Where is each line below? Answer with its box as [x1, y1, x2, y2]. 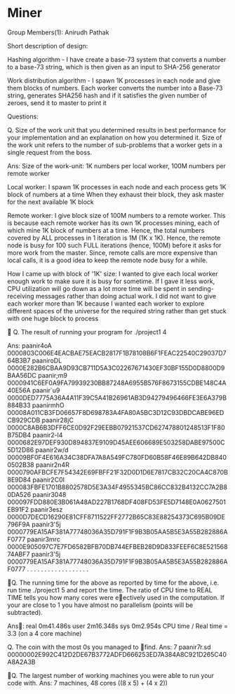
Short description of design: [7, 41, 88, 50]
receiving [7, 292, 34, 300]
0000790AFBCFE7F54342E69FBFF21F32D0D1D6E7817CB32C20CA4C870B [7, 468, 228, 476]
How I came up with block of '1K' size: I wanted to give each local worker [7, 269, 219, 278]
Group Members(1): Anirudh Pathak [7, 28, 109, 36]
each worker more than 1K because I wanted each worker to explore [7, 299, 205, 308]
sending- [187, 284, 214, 292]
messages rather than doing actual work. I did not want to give [35, 292, 217, 300]
